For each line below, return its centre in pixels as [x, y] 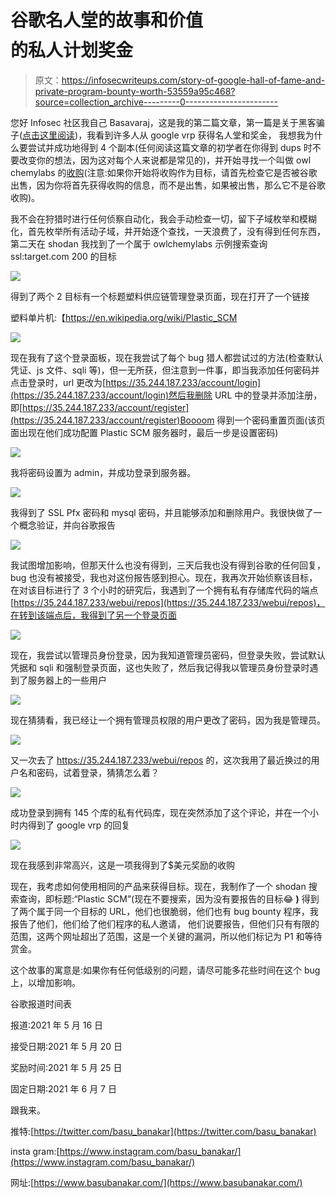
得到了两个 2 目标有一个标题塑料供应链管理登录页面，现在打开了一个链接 [160, 296]
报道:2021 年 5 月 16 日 [57, 1025]
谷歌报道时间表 [41, 1003]
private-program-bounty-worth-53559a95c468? [135, 91]
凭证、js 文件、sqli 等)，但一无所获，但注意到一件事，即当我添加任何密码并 [165, 370]
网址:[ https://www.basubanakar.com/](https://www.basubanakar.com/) [156, 1182]
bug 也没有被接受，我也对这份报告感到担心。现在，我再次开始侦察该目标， [164, 577]
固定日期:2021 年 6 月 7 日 [63, 1088]
